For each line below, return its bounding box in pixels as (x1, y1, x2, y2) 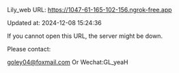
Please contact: (7, 45, 51, 53)
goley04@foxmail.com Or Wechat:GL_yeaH (7, 58, 128, 66)
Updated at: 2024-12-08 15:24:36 (7, 19, 102, 26)
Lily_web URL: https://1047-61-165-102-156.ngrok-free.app (7, 6, 172, 14)
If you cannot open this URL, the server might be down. (7, 32, 163, 40)
